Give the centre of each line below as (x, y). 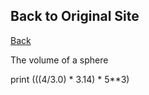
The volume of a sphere (59, 60)
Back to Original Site (75, 16)
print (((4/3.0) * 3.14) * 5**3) (70, 79)
